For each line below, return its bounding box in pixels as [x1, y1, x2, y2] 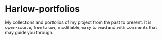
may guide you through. [5, 29, 54, 35]
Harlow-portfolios [5, 3, 80, 14]
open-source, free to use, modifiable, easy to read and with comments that [5, 24, 157, 30]
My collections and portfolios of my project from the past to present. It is [5, 19, 152, 25]
